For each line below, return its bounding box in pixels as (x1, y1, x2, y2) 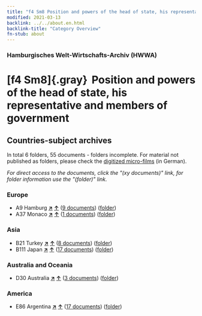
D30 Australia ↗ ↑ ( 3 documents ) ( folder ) (15, 274, 119, 281)
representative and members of (7, 99, 168, 112)
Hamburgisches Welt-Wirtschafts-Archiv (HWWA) (7, 51, 158, 59)
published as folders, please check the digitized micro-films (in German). (7, 157, 187, 165)
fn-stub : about (7, 31, 45, 37)
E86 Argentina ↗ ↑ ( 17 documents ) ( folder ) (15, 303, 122, 310)
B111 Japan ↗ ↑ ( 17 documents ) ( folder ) (15, 246, 114, 253)
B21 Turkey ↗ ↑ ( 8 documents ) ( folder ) (15, 239, 113, 246)
